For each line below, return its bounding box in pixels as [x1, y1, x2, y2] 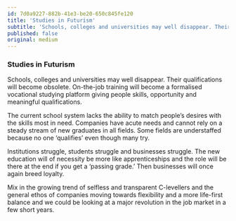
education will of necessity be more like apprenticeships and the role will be [7, 155, 227, 163]
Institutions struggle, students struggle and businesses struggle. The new [7, 147, 220, 156]
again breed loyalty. [7, 170, 65, 178]
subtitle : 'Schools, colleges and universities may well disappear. [7, 23, 212, 30]
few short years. [7, 206, 55, 214]
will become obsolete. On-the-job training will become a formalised [7, 83, 202, 91]
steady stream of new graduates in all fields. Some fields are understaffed [7, 126, 221, 135]
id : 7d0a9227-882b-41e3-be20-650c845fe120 [7, 10, 133, 18]
